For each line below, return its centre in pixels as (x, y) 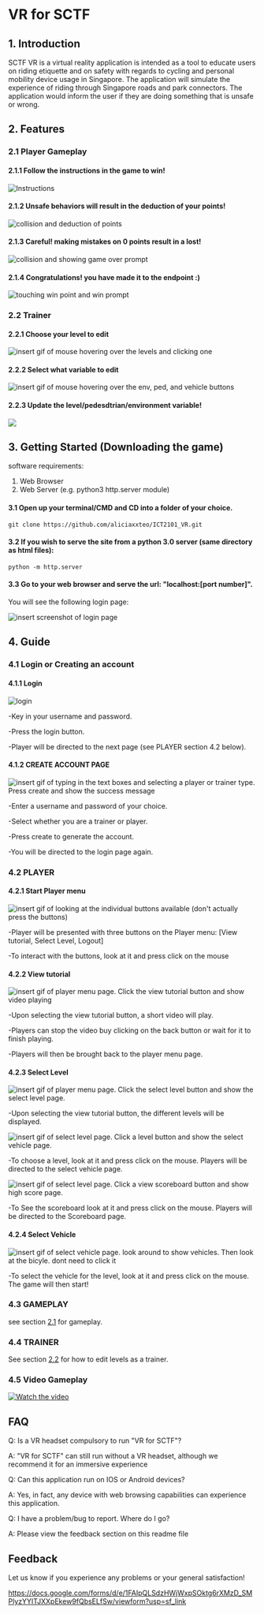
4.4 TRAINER (33, 1342)
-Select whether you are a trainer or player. (78, 821)
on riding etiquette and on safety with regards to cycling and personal (121, 71)
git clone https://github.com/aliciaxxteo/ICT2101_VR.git (105, 525)
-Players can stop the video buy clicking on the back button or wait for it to (130, 1030)
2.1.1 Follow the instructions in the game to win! (87, 170)
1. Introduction (44, 44)
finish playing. (31, 1039)
